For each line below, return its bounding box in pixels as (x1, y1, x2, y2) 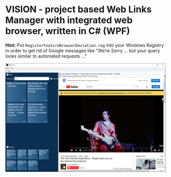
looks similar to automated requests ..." (5, 53, 87, 59)
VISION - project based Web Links (5, 4, 152, 15)
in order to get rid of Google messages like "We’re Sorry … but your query (5, 47, 160, 54)
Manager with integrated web (5, 14, 133, 26)
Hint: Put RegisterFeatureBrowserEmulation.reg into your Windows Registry (5, 42, 164, 48)
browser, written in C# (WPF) (5, 26, 130, 37)
